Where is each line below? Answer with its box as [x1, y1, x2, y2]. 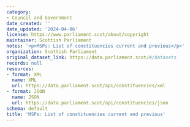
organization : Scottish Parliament [6, 49, 97, 55]
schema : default [6, 105, 48, 112]
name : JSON [12, 94, 40, 100]
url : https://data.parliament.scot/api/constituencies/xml [12, 83, 166, 89]
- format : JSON [6, 89, 45, 95]
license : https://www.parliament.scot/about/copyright [6, 32, 150, 38]
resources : [6, 65, 34, 72]
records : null [6, 60, 43, 66]
